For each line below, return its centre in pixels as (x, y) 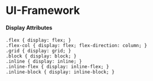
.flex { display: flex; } (38, 40)
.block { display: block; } (41, 56)
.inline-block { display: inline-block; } (60, 72)
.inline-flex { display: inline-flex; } (58, 67)
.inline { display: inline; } (44, 62)
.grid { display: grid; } (38, 51)
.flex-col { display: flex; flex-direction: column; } (76, 46)
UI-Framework (43, 11)
